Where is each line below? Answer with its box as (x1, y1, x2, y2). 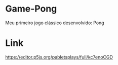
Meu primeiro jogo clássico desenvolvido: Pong (5, 20, 105, 26)
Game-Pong (5, 3, 57, 15)
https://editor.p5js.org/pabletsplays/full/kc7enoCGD (5, 54, 113, 60)
